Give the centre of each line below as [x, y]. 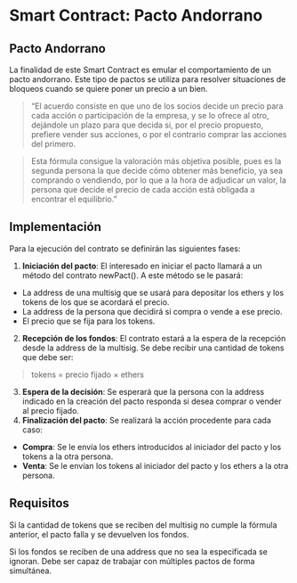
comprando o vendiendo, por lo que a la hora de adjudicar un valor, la [159, 180]
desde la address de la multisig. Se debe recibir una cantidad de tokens [153, 348]
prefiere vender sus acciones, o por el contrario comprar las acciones [159, 134]
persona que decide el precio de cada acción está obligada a [143, 189]
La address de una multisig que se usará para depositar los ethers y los [153, 292]
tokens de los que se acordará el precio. [96, 302]
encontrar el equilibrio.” [74, 199]
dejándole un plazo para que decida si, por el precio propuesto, [147, 125]
